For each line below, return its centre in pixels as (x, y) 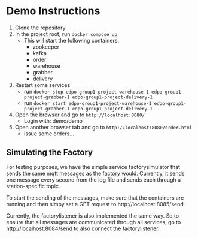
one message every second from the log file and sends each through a (94, 180)
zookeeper (46, 47)
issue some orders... (49, 134)
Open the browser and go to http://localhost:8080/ (80, 115)
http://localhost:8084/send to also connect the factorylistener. (83, 228)
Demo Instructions (53, 11)
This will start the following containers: (71, 40)
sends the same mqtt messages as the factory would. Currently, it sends (95, 173)
